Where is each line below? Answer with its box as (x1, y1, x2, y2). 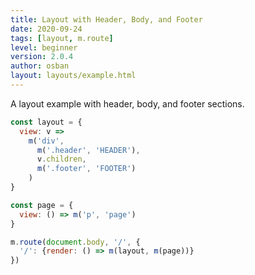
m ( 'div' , (28, 136, 65, 146)
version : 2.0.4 (10, 52, 74, 62)
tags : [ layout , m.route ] (10, 33, 114, 43)
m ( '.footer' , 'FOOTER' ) (36, 164, 137, 174)
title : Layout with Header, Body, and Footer (10, 14, 203, 25)
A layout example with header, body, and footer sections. (10, 97, 245, 110)
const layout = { (10, 117, 83, 127)
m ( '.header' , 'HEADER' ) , (36, 145, 141, 155)
